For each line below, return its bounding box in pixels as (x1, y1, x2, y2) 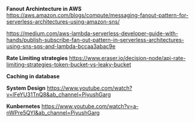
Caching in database (6, 73, 60, 80)
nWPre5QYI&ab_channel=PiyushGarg (6, 109, 100, 116)
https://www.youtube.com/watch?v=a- (41, 103, 139, 110)
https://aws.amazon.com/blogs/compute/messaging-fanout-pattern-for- (6, 12, 189, 19)
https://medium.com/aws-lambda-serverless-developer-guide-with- (6, 30, 179, 37)
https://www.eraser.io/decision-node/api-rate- (69, 55, 186, 61)
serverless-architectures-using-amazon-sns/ (6, 18, 120, 25)
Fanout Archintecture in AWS (6, 5, 82, 12)
